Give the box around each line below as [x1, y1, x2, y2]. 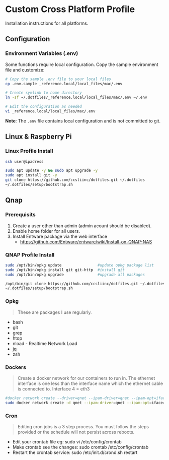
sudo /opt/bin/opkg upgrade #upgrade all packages [5, 272, 145, 277]
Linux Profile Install [5, 148, 53, 155]
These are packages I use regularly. [17, 309, 92, 315]
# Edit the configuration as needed [5, 104, 82, 109]
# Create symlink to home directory [5, 90, 82, 95]
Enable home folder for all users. [12, 228, 80, 234]
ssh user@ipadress [5, 159, 44, 164]
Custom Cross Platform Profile [5, 4, 135, 15]
